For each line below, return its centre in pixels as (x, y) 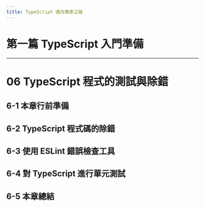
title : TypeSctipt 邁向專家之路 (45, 12)
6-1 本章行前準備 (38, 106)
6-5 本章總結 (31, 196)
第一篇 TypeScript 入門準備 (75, 44)
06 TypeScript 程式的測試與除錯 (88, 81)
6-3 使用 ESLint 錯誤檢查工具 (61, 151)
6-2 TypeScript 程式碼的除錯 (61, 128)
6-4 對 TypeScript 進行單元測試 (66, 174)
